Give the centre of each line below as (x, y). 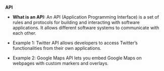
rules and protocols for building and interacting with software (76, 22)
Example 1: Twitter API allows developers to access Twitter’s (75, 43)
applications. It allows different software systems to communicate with (86, 28)
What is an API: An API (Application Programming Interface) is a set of (86, 17)
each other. (24, 33)
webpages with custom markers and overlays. (60, 63)
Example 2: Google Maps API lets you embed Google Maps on (77, 58)
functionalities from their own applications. (57, 48)
